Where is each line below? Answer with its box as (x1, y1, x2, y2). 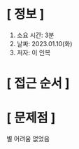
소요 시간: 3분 (16, 31, 55, 39)
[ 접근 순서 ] (6, 76, 71, 92)
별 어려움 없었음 (6, 134, 50, 143)
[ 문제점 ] (6, 110, 56, 126)
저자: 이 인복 (16, 48, 51, 57)
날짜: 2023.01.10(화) (16, 39, 73, 48)
